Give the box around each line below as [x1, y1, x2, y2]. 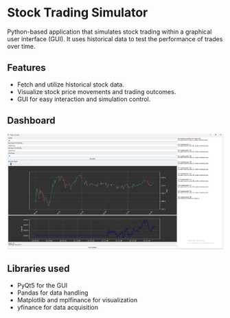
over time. [7, 42, 36, 50]
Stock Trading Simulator [7, 5, 148, 21]
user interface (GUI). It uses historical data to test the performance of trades [7, 34, 223, 43]
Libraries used [7, 263, 70, 275]
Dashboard [7, 115, 56, 126]
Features [7, 62, 46, 73]
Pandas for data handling [16, 288, 89, 297]
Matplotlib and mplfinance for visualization [16, 295, 138, 304]
